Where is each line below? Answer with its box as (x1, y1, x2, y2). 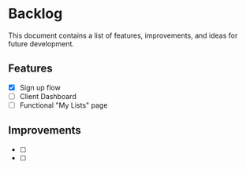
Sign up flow (19, 83, 61, 92)
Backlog (8, 5, 63, 23)
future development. (8, 39, 75, 48)
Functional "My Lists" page (19, 100, 108, 110)
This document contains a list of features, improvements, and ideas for (8, 31, 238, 40)
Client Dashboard (19, 91, 76, 101)
